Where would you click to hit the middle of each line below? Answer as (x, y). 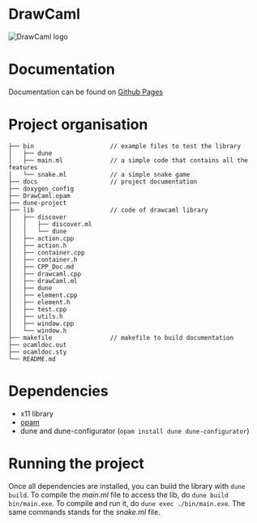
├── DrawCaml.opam (39, 195)
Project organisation (78, 124)
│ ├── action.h (38, 245)
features (23, 167)
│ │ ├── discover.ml (50, 224)
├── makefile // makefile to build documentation (121, 337)
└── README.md (32, 359)
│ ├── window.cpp (41, 324)
